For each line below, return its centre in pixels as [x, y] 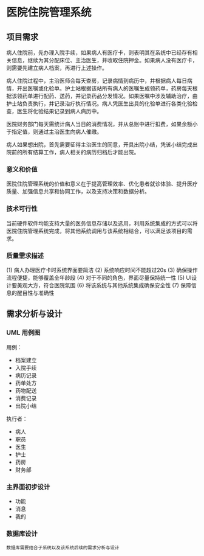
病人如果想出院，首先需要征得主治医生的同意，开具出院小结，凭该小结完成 [99, 144]
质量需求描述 [25, 255]
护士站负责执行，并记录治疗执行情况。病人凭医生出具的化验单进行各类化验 [99, 103]
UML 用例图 [23, 333]
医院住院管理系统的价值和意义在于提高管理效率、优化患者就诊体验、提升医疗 [102, 184]
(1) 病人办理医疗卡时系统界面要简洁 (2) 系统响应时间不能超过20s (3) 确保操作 [102, 270]
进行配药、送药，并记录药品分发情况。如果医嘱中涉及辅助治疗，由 [115, 96]
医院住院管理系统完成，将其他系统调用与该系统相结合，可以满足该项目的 [97, 231]
